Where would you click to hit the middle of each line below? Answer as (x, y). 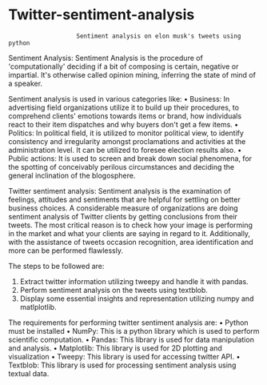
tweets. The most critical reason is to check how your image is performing (131, 225)
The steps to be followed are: (56, 266)
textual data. (29, 373)
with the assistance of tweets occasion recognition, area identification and (131, 242)
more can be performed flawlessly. (66, 251)
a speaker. (25, 83)
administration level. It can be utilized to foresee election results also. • (125, 150)
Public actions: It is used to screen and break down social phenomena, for (130, 158)
